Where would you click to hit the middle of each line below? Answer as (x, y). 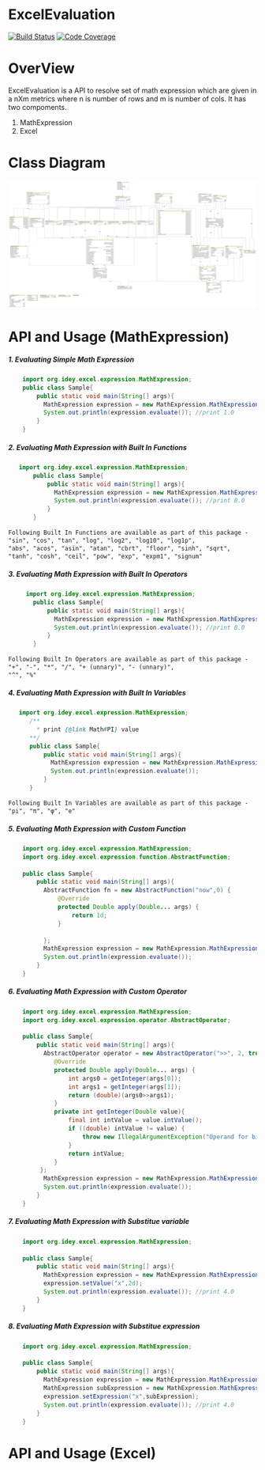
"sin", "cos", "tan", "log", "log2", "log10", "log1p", (102, 541)
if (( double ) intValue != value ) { (127, 1129)
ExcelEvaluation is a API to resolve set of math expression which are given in (132, 90)
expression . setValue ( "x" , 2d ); (93, 1283)
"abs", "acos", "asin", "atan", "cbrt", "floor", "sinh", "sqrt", (119, 549)
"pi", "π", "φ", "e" (42, 811)
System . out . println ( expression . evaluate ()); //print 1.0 (139, 413)
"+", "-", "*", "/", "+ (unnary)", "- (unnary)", (91, 667)
